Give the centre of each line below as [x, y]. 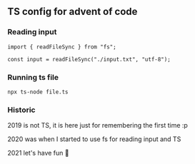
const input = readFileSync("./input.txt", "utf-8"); [89, 59]
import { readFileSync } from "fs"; [62, 47]
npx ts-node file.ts [38, 92]
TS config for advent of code [72, 12]
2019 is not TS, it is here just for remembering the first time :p [97, 125]
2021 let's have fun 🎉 [38, 153]
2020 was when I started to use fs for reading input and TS [94, 139]
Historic [21, 110]
